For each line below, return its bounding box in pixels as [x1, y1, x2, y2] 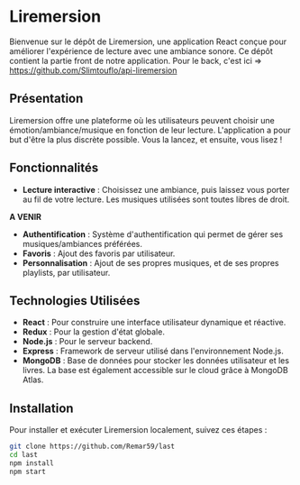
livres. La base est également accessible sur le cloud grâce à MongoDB [22, 365, 288, 376]
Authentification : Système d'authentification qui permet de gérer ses [22, 228, 284, 240]
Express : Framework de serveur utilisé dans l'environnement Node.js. [22, 345, 284, 357]
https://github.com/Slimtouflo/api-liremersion [9, 65, 177, 76]
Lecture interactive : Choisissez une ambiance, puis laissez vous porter [22, 184, 290, 195]
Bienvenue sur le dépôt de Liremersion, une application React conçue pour [9, 36, 287, 47]
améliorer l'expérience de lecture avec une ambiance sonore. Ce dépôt [9, 45, 273, 56]
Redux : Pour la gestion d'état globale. [22, 326, 165, 337]
